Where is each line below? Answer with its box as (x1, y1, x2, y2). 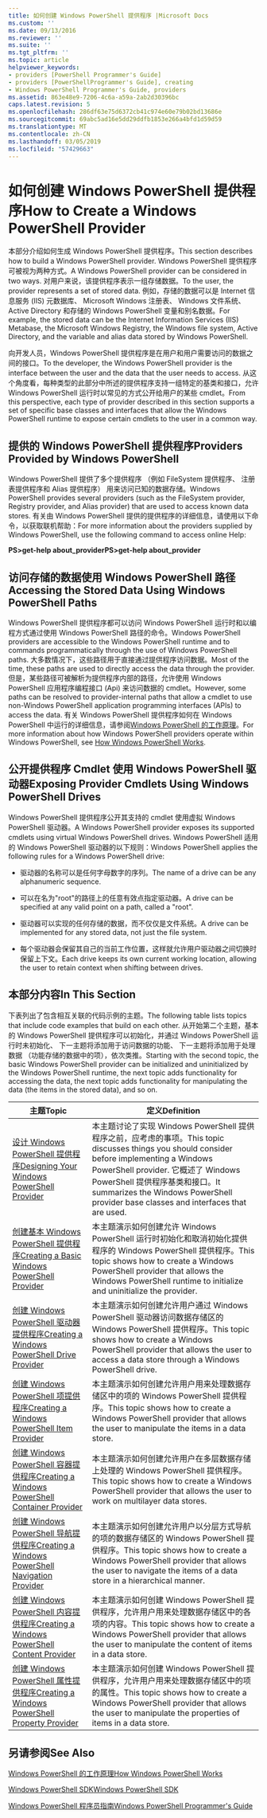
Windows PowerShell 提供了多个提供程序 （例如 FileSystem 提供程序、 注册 (8, 475, 256, 484)
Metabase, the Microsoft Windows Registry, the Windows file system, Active (8, 323, 258, 333)
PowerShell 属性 (12, 1675, 73, 1686)
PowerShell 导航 (12, 1527, 73, 1538)
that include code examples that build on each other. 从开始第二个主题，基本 (8, 1020, 259, 1030)
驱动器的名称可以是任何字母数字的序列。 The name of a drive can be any (19, 867, 257, 877)
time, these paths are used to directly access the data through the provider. (8, 663, 255, 673)
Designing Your (20, 1160, 78, 1171)
